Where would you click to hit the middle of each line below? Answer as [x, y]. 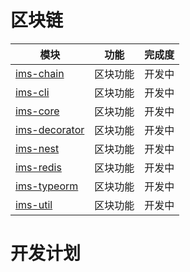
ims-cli [32, 92]
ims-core [37, 111]
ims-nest [37, 148]
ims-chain [40, 73]
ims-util [34, 204]
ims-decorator [50, 129]
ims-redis [38, 167]
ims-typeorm [47, 186]
